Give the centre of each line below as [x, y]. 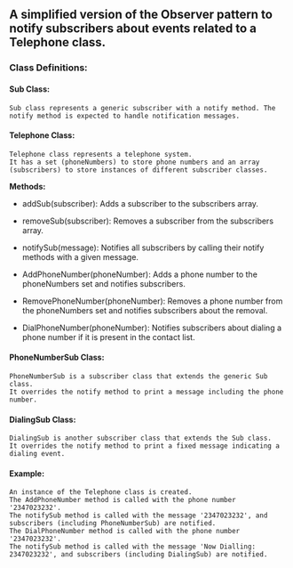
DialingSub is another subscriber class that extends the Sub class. [141, 438]
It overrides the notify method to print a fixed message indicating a [144, 446]
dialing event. [37, 454]
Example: [27, 473]
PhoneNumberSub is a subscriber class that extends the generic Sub [139, 376]
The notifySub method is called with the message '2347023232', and [139, 515]
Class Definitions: [48, 68]
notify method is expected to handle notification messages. [125, 116]
